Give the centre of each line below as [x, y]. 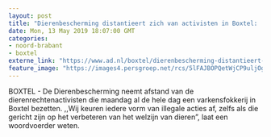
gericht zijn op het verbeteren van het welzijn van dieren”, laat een [118, 117]
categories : [28, 38]
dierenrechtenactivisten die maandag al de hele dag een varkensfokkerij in [132, 100]
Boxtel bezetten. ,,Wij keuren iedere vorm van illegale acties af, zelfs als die [133, 108]
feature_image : [34, 68]
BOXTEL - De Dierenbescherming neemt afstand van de [101, 91]
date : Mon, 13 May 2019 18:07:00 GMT [72, 31]
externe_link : [32, 61]
